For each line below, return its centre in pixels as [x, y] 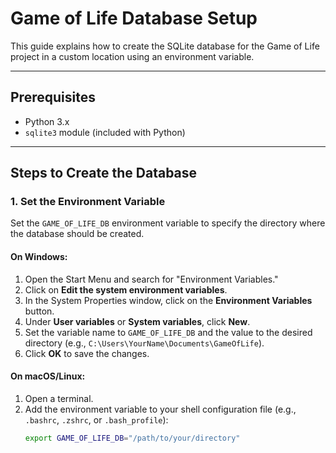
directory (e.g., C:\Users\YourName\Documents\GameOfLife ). [144, 343]
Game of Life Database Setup [134, 18]
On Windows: [39, 257]
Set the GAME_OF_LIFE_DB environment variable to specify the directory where [168, 223]
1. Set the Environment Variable [88, 202]
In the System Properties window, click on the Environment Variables [168, 300]
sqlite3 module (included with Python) [105, 132]
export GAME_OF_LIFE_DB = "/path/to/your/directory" [132, 438]
